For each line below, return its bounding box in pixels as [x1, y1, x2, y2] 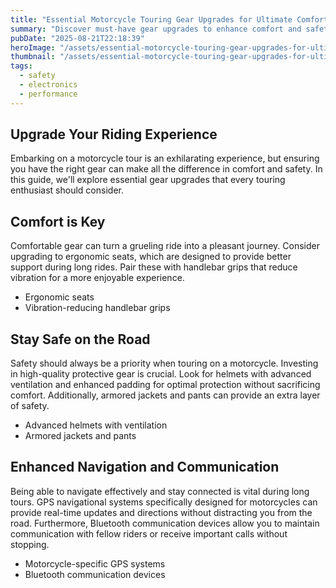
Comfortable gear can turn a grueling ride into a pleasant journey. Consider [10, 240, 320, 252]
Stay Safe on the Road [10, 331, 151, 348]
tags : [10, 61, 33, 71]
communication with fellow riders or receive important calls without [10, 527, 288, 540]
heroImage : [10, 42, 56, 53]
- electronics [19, 80, 78, 90]
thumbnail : [10, 52, 56, 62]
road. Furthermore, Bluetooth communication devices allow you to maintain [10, 517, 320, 529]
